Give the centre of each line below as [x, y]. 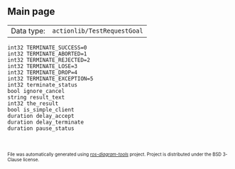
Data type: [28, 31]
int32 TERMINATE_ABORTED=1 [47, 54]
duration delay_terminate [45, 122]
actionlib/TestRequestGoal [98, 31]
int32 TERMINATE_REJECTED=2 [49, 60]
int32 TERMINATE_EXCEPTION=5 [50, 78]
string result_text [36, 97]
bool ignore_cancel [36, 91]
